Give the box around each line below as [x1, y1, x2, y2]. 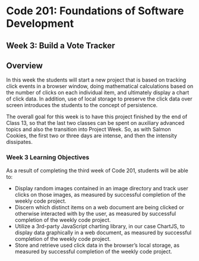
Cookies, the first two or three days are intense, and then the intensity [6, 132, 177, 139]
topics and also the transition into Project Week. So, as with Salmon [6, 126, 171, 133]
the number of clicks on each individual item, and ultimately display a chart [6, 89, 189, 96]
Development [6, 17, 74, 30]
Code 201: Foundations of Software [6, 4, 184, 18]
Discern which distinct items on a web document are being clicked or [14, 203, 184, 210]
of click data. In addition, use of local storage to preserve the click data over [6, 95, 192, 102]
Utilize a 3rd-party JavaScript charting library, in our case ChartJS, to [14, 222, 185, 229]
